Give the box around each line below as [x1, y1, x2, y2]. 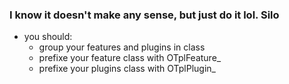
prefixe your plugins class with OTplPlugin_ [38, 63, 217, 75]
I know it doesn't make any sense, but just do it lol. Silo [9, 8, 280, 22]
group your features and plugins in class [38, 41, 206, 53]
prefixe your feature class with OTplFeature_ [38, 52, 222, 64]
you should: [23, 31, 73, 43]
